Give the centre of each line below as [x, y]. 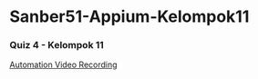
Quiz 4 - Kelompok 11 [57, 45]
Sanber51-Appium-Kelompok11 [129, 17]
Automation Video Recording [63, 64]
